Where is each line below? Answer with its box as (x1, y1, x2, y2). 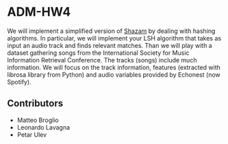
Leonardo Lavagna (16, 123, 71, 131)
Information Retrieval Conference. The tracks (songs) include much (7, 56, 197, 64)
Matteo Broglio (16, 116, 60, 124)
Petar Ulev (16, 130, 47, 139)
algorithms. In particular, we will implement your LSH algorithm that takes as (7, 34, 221, 42)
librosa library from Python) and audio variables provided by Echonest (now (7, 70, 220, 79)
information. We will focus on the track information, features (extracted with (7, 63, 221, 71)
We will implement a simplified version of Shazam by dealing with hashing (7, 27, 216, 35)
